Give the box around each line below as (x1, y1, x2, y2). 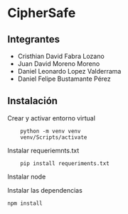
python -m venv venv (20, 128, 81, 135)
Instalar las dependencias (7, 186, 83, 194)
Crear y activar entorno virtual (7, 113, 96, 122)
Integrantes (7, 33, 60, 45)
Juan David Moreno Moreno (17, 60, 100, 68)
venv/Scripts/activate (20, 133, 87, 141)
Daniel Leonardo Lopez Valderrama (17, 67, 122, 75)
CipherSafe (7, 5, 76, 21)
